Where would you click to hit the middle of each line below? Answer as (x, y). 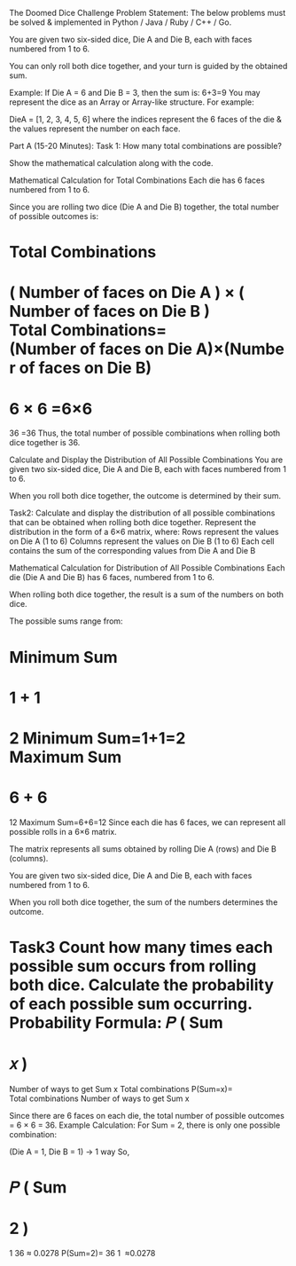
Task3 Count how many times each (141, 948)
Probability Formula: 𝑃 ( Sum (116, 1023)
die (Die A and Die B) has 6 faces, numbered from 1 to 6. (112, 578)
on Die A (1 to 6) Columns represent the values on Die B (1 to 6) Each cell (142, 541)
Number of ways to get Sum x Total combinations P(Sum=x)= (121, 1089)
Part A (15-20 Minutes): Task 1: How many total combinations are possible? (145, 146)
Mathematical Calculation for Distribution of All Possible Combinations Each (147, 568)
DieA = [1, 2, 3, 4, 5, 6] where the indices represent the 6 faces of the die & (145, 119)
